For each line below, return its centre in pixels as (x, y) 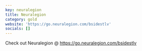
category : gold (21, 19)
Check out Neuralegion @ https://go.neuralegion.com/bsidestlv (71, 43)
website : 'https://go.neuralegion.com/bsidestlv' (58, 24)
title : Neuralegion (26, 15)
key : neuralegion (23, 10)
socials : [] (18, 29)
